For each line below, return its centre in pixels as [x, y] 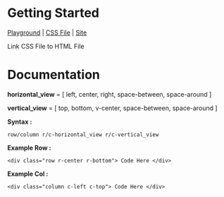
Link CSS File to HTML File [46, 46]
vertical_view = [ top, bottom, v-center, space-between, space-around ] [112, 108]
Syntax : [20, 121]
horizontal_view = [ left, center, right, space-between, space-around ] [110, 94]
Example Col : [28, 174]
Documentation [54, 75]
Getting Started [54, 13]
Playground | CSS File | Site [47, 32]
